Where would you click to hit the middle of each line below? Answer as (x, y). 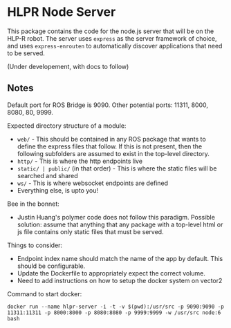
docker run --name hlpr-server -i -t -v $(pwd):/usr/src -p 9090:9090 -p (116, 307)
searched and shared (47, 175)
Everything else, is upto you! (58, 190)
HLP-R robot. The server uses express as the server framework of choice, (112, 38)
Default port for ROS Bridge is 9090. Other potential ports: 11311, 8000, (108, 105)
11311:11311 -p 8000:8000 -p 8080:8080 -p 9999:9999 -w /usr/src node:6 (114, 312)
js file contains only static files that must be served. (90, 231)
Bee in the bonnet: (34, 204)
